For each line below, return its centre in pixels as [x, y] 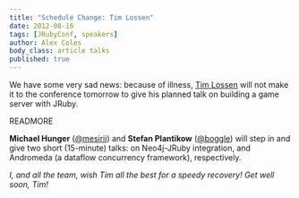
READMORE [31, 121]
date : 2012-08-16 [42, 26]
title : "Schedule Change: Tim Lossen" [81, 17]
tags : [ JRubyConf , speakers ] [64, 34]
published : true [39, 59]
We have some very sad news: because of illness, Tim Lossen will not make [149, 85]
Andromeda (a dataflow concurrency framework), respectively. [125, 157]
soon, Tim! [29, 184]
